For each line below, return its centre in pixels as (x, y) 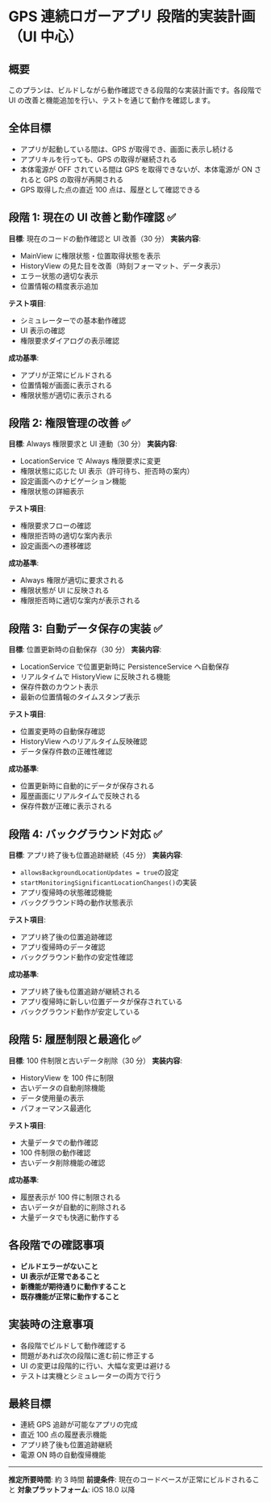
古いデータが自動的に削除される (73, 1207)
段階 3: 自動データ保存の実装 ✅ (85, 629)
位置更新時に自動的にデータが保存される (87, 786)
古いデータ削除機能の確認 (63, 1162)
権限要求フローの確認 (55, 525)
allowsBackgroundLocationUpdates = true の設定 (99, 872)
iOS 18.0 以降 (113, 1490)
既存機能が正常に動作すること (69, 1296)
